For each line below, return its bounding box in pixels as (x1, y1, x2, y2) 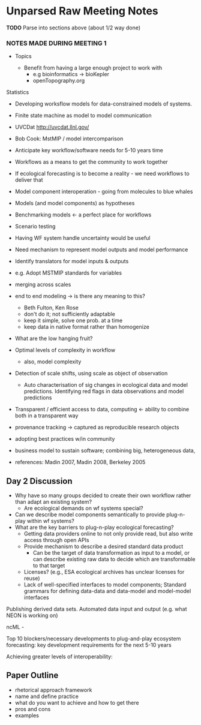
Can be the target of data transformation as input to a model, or (32, 549, 190, 556)
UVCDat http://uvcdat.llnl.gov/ (14, 124, 89, 131)
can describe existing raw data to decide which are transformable (32, 556, 196, 563)
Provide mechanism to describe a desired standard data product (23, 543, 184, 550)
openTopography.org (32, 77, 85, 85)
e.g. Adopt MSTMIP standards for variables (14, 269, 122, 276)
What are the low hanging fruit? (14, 335, 93, 342)
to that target (32, 562, 65, 569)
